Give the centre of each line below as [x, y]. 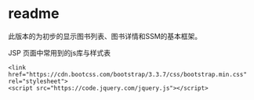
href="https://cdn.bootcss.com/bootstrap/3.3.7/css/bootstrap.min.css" [127, 74]
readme [34, 14]
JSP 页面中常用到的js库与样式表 [60, 52]
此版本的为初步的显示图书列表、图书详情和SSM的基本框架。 [105, 36]
